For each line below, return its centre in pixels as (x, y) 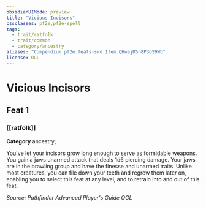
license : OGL (23, 58)
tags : (13, 29)
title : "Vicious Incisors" (41, 18)
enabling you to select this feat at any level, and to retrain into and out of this (103, 179)
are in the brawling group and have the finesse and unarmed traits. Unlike (99, 166)
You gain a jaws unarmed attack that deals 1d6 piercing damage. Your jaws (101, 159)
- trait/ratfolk (32, 35)
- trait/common (31, 40)
